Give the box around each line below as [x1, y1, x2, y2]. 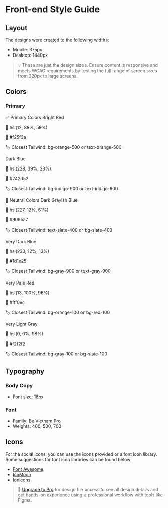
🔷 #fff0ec [5, 299, 25, 305]
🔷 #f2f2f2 [5, 341, 26, 347]
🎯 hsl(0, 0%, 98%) [5, 330, 44, 336]
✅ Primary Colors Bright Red [5, 114, 64, 120]
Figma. [17, 497, 32, 503]
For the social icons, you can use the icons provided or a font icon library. [5, 451, 157, 457]
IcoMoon [12, 472, 31, 478]
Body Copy [5, 382, 33, 389]
